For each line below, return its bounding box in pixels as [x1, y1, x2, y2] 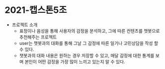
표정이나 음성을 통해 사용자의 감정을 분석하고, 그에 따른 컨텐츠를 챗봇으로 [19, 28, 160, 34]
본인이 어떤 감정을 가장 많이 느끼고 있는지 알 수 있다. [24, 59, 125, 65]
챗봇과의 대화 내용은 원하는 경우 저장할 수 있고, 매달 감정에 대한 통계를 [19, 52, 155, 58]
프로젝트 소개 [11, 22, 38, 28]
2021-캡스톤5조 [4, 4, 67, 16]
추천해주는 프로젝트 [19, 34, 57, 40]
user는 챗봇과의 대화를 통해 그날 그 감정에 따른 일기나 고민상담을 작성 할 [19, 40, 159, 46]
